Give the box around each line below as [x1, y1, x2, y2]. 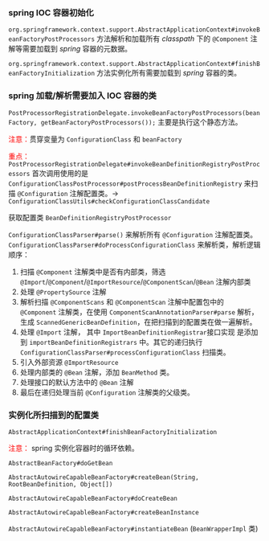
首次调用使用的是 [31, 168, 88, 178]
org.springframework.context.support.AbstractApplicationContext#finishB [8, 60, 261, 68]
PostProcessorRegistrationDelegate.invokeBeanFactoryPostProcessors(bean [8, 109, 261, 117]
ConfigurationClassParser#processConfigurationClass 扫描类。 [19, 347, 230, 357]
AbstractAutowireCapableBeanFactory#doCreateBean [8, 494, 178, 502]
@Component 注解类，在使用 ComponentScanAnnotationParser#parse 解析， [19, 307, 259, 317]
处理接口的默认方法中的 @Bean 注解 [19, 377, 134, 387]
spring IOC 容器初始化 [8, 6, 95, 18]
